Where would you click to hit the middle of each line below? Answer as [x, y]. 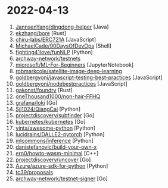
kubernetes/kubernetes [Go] [50, 121]
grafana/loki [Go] [36, 102]
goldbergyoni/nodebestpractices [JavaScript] [71, 83]
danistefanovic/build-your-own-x [56, 147]
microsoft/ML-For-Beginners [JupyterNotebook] [74, 65]
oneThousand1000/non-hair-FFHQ [58, 96]
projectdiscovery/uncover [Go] [53, 159]
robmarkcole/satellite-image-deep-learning [69, 71]
